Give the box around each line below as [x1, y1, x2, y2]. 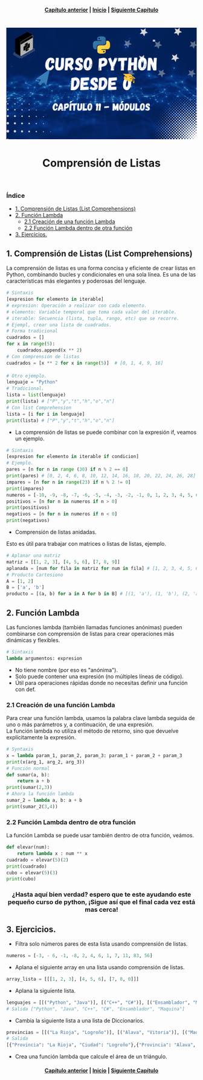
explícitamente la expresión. [6, 734, 76, 741]
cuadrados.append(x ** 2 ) [17, 347, 83, 353]
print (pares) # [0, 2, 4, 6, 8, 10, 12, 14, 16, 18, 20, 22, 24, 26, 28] [6, 473, 196, 479]
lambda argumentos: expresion [6, 655, 83, 661]
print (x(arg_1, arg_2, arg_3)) [6, 759, 85, 765]
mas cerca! [85, 906, 118, 914]
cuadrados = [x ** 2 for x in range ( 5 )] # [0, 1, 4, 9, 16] [6, 360, 164, 366]
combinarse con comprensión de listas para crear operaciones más [6, 630, 175, 637]
